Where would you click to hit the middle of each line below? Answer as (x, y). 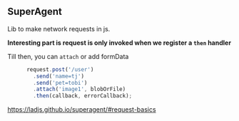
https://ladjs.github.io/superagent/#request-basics (82, 110)
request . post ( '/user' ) (60, 69)
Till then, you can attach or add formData (68, 56)
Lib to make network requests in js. (59, 28)
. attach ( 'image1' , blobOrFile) (80, 89)
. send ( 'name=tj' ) (59, 76)
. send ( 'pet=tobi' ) (60, 83)
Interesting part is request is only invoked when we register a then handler (119, 43)
